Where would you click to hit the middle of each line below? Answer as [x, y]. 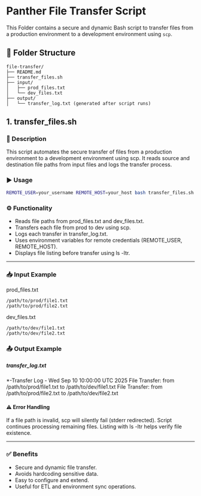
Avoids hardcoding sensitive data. [57, 474]
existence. [19, 433]
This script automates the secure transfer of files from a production [89, 152]
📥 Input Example [31, 274]
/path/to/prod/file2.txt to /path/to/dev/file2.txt [62, 393]
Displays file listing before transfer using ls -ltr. [72, 252]
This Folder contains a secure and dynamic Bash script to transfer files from [100, 28]
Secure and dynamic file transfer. [56, 467]
